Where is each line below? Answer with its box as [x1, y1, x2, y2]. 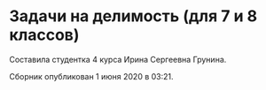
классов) [9, 25, 80, 45]
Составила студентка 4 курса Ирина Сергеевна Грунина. [9, 54, 227, 64]
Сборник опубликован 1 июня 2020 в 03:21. [9, 71, 175, 81]
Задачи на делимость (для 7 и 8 [9, 6, 258, 26]
